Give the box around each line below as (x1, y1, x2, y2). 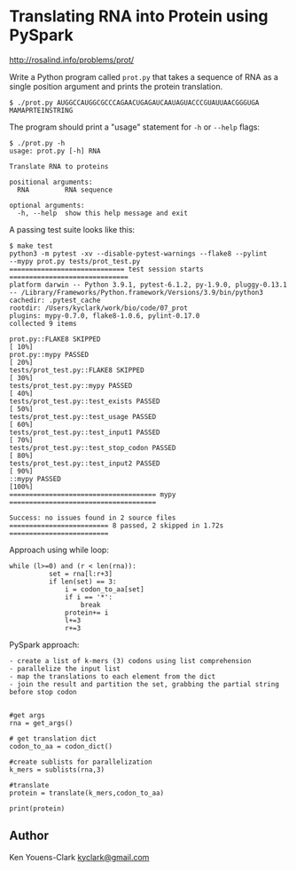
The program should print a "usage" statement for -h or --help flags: (9, 122, 260, 132)
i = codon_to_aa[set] (65, 584, 144, 594)
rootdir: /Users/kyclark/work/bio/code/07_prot (9, 304, 189, 313)
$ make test (9, 242, 53, 250)
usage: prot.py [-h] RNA (9, 146, 101, 155)
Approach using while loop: (9, 544, 109, 555)
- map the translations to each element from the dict (9, 672, 216, 681)
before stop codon (9, 687, 77, 696)
